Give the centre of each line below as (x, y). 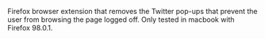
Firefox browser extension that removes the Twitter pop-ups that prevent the (133, 11)
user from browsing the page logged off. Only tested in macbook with (121, 19)
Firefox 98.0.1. (30, 28)
